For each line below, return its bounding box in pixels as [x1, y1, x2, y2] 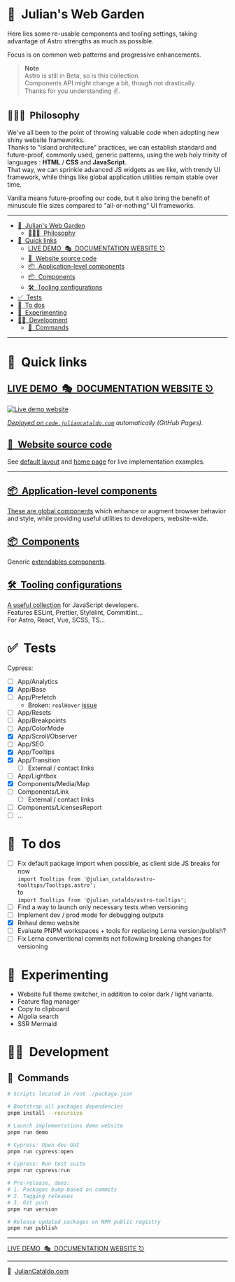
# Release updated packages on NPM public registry [7, 1218, 161, 1225]
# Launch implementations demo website [7, 1122, 124, 1129]
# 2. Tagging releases [7, 1192, 73, 1199]
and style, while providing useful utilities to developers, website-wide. [7, 514, 208, 523]
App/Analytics [17, 677, 58, 685]
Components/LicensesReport [17, 803, 102, 811]
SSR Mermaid [17, 1020, 57, 1028]
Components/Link [17, 787, 69, 796]
